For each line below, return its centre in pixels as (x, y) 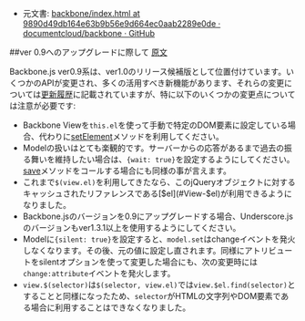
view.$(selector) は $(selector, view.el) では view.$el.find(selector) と (159, 285)
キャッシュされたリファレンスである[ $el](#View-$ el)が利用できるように (158, 193)
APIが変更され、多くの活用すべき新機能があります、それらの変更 (163, 83)
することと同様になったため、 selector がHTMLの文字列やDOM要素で (152, 296)
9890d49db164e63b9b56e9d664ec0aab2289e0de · (122, 24)
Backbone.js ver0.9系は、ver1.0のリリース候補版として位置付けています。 (148, 72)
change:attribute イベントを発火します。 (99, 273)
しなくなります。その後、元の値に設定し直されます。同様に (133, 250)
